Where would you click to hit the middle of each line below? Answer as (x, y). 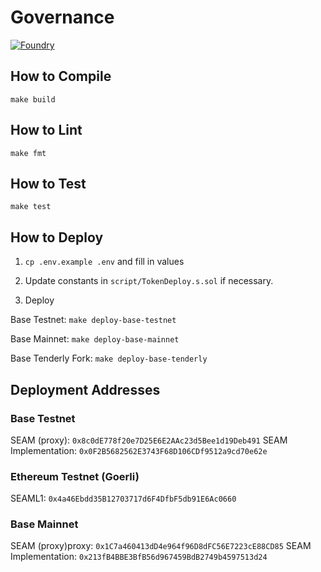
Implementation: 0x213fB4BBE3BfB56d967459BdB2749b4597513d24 (139, 557)
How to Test (48, 183)
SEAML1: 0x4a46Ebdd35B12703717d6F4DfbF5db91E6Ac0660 (123, 498)
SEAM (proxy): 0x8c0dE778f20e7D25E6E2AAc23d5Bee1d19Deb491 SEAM (149, 440)
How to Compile (61, 76)
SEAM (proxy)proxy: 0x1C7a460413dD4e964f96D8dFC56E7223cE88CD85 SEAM (161, 546)
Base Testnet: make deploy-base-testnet (93, 320)
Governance (62, 17)
